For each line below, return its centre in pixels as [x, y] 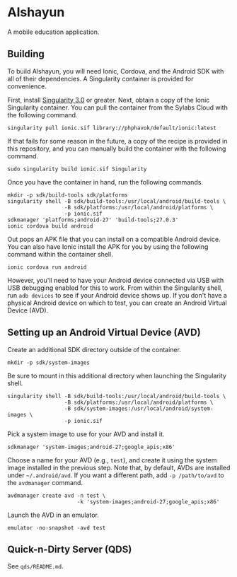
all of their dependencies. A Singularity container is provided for [100, 78]
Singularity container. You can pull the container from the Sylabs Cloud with [117, 107]
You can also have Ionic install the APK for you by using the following [108, 246]
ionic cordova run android [47, 267]
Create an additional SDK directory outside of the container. [94, 349]
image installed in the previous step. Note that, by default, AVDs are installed [119, 467]
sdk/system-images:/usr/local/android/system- [144, 408]
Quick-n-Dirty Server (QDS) [70, 549]
